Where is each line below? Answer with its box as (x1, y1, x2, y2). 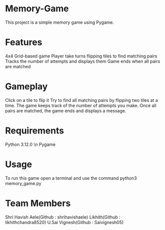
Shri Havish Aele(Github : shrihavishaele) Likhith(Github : (5, 214, 121, 220)
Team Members (5, 197, 71, 209)
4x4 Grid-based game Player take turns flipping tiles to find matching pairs (5, 53, 158, 59)
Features (5, 37, 42, 48)
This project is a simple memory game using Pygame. (5, 19, 115, 25)
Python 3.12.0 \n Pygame (5, 141, 56, 147)
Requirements (5, 125, 64, 136)
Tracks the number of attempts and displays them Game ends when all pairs (5, 58, 161, 64)
